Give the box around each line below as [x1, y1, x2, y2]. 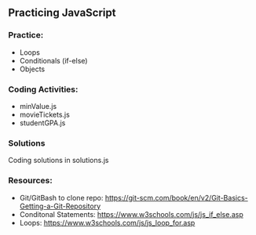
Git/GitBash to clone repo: [19, 193, 104, 202]
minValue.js [19, 101, 57, 110]
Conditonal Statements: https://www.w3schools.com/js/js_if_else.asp [19, 209, 243, 219]
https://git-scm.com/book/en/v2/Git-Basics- [104, 193, 249, 202]
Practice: [8, 30, 44, 41]
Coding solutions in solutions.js [8, 156, 109, 165]
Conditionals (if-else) [19, 56, 88, 65]
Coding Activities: [8, 84, 79, 95]
